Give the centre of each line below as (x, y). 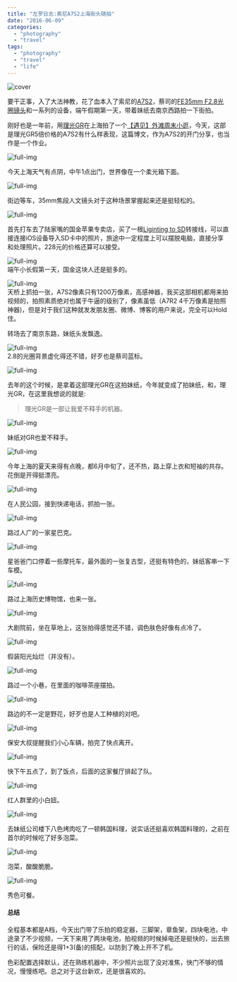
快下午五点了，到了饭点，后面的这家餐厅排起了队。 (81, 771)
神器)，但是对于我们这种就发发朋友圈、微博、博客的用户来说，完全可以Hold (117, 309)
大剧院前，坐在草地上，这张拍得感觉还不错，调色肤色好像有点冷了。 (106, 628)
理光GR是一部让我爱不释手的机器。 (75, 408)
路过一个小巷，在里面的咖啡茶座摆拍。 (63, 685)
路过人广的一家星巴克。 (41, 532)
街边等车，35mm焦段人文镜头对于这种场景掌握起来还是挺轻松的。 (103, 200)
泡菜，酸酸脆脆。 (32, 866)
